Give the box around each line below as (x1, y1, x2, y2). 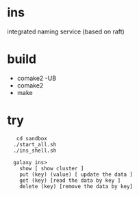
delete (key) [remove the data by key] (19, 183, 134, 189)
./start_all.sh (13, 141, 57, 148)
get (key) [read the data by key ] (19, 176, 121, 184)
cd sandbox (16, 135, 48, 142)
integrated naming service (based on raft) (7, 27, 125, 36)
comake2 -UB (16, 74, 57, 82)
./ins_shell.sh (13, 147, 57, 154)
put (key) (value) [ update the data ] (19, 171, 134, 178)
